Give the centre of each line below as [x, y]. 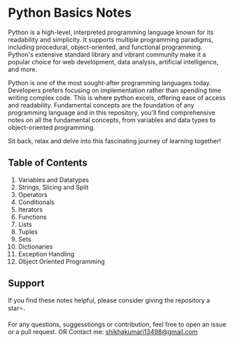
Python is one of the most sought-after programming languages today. [110, 82]
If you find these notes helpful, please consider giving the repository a [109, 300]
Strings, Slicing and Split [53, 187]
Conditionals [36, 202]
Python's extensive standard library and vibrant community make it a [107, 54]
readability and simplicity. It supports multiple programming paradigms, [111, 39]
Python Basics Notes [70, 13]
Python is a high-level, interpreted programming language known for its [111, 32]
